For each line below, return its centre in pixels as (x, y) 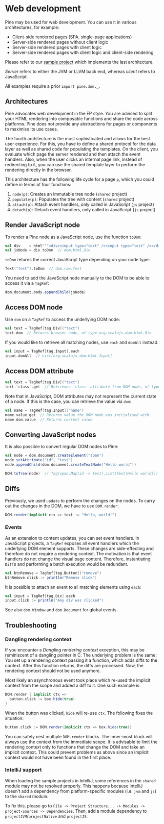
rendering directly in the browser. (39, 170)
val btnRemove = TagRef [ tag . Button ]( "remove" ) (53, 573)
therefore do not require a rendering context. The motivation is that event (79, 553)
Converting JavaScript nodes (51, 435)
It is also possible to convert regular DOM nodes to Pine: (62, 447)
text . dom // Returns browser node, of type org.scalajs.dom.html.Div (78, 333)
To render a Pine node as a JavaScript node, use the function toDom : (73, 237)
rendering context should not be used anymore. (53, 671)
